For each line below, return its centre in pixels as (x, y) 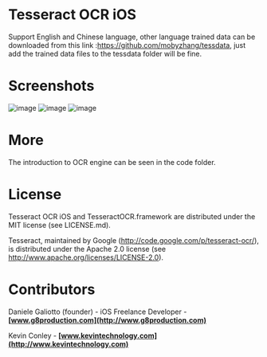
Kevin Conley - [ (35, 335)
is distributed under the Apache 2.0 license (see (87, 249)
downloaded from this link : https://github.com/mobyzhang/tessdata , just (127, 45)
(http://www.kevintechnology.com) (69, 343)
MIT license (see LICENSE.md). (60, 225)
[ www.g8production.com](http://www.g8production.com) (108, 320)
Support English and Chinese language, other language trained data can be (132, 37)
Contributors (52, 289)
